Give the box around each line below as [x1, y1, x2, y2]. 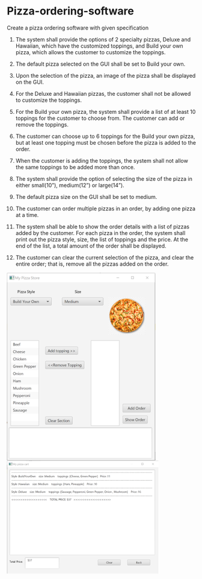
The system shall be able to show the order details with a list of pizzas [15, 223, 190, 230]
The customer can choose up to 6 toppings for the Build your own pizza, [15, 133, 195, 140]
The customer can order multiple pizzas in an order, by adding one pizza [15, 205, 196, 212]
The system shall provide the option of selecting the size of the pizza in [15, 175, 193, 182]
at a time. [15, 211, 39, 218]
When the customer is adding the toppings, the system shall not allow [15, 157, 188, 164]
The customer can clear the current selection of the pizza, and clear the [15, 254, 194, 261]
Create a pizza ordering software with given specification [7, 24, 149, 31]
